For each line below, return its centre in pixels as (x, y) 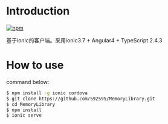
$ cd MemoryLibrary (31, 104)
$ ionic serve (24, 116)
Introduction (38, 11)
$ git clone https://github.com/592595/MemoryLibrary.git (81, 99)
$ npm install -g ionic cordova (47, 93)
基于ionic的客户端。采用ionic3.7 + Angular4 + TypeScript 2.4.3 (84, 40)
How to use (35, 65)
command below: (28, 82)
